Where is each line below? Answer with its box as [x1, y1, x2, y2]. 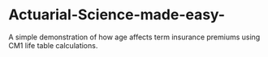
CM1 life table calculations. [8, 40, 98, 50]
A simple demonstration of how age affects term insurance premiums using [8, 32, 261, 42]
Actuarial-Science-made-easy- [8, 6, 226, 24]
